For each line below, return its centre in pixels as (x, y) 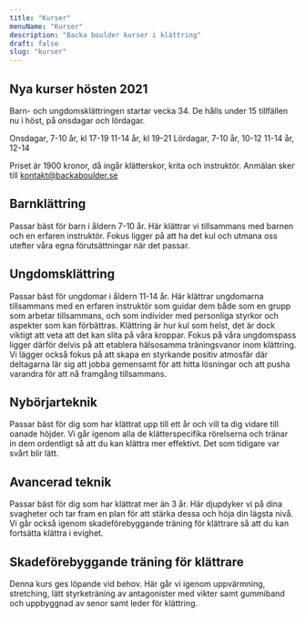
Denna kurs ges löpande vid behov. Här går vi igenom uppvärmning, (137, 584)
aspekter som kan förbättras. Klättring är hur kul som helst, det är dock (142, 325)
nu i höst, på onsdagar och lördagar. (77, 120)
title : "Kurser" (40, 18)
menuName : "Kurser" (46, 26)
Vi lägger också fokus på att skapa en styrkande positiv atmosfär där (139, 354)
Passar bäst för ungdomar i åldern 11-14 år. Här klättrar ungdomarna (137, 296)
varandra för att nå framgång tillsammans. (88, 373)
